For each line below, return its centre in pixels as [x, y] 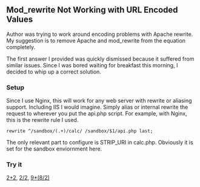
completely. [21, 47]
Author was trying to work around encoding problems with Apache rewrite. [100, 34]
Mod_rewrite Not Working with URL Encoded [92, 10]
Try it [14, 165]
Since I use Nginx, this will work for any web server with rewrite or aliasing [99, 101]
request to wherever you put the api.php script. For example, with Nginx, [97, 114]
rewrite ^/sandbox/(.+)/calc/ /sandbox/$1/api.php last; [80, 131]
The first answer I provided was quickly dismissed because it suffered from [100, 59]
